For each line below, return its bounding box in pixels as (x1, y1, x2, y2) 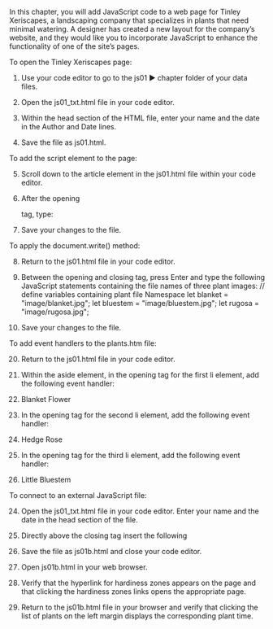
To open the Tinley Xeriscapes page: (9, 57, 132, 67)
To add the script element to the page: (9, 154, 137, 163)
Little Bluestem (20, 475, 71, 484)
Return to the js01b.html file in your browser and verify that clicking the (20, 602, 258, 612)
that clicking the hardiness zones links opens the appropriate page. (20, 587, 246, 596)
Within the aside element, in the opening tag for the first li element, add (20, 370, 259, 379)
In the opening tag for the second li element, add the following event (20, 410, 250, 420)
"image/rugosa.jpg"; (20, 307, 89, 317)
